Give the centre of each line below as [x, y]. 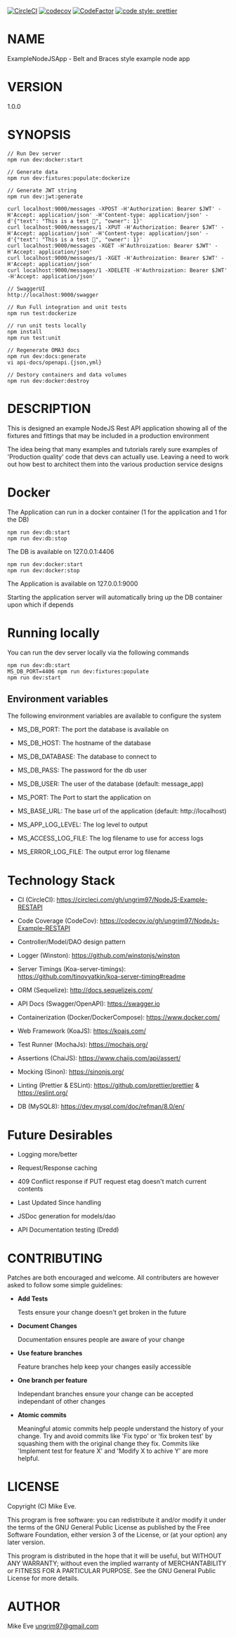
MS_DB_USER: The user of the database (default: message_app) [111, 784]
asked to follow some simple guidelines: [65, 1285]
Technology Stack [61, 880]
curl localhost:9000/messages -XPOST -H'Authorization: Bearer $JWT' [111, 209]
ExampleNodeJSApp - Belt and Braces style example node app [99, 58]
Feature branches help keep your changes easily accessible [104, 1367]
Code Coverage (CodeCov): [58, 921]
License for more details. [43, 1578]
